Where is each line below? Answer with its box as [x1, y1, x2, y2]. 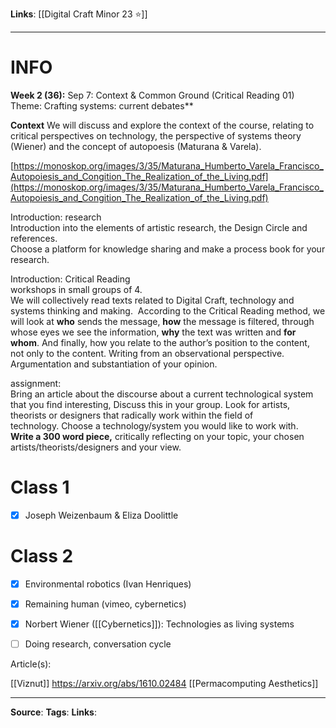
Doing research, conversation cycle [24, 638, 172, 650]
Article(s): [10, 658, 52, 670]
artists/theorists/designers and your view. [10, 441, 182, 453]
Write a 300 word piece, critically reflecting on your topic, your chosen [10, 430, 305, 442]
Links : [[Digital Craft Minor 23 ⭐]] [10, 8, 148, 20]
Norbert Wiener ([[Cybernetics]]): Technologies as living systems [24, 618, 295, 630]
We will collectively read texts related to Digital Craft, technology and [10, 294, 295, 306]
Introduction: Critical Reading [10, 273, 131, 285]
